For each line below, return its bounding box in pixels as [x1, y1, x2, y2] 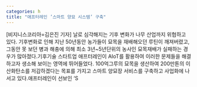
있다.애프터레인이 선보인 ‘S [16, 74, 78, 82]
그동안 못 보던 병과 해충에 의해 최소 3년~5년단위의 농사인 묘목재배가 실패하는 [6, 45, 182, 53]
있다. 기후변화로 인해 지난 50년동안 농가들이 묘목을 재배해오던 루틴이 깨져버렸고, [6, 38, 190, 45]
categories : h [6, 8, 41, 15]
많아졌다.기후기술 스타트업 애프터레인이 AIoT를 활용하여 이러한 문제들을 [16, 53, 181, 60]
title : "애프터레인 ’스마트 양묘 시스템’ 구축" [6, 14, 106, 20]
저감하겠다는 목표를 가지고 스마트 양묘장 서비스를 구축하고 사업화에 [31, 67, 184, 74]
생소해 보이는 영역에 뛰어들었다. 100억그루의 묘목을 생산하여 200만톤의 [21, 60, 185, 67]
